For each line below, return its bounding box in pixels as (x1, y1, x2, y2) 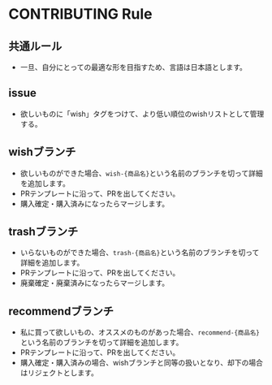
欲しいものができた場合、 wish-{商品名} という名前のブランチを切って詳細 (19, 168, 263, 178)
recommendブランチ (8, 304, 114, 318)
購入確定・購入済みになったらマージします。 (19, 198, 170, 208)
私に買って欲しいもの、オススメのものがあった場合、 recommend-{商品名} (19, 327, 260, 337)
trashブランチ (8, 225, 79, 239)
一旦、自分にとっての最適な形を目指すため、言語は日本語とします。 (19, 63, 248, 71)
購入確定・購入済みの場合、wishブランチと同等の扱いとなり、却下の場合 (19, 358, 264, 368)
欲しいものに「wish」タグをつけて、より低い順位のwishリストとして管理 (19, 109, 265, 119)
